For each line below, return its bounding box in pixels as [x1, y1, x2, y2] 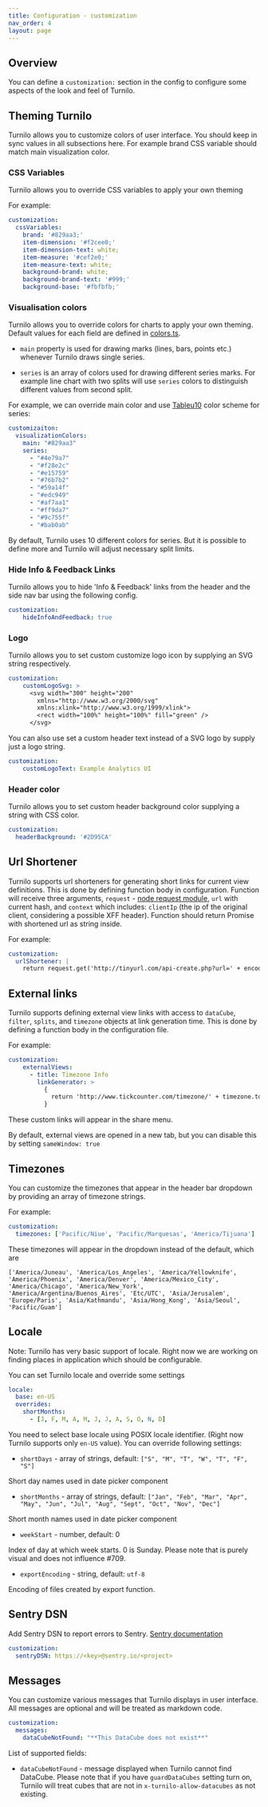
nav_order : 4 [8, 19, 52, 27]
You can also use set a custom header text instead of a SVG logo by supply [8, 733, 255, 743]
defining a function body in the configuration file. [8, 1025, 169, 1035]
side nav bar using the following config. [8, 590, 138, 600]
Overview [8, 56, 58, 69]
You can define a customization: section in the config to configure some [8, 77, 247, 87]
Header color [8, 784, 61, 795]
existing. [19, 1789, 48, 1798]
